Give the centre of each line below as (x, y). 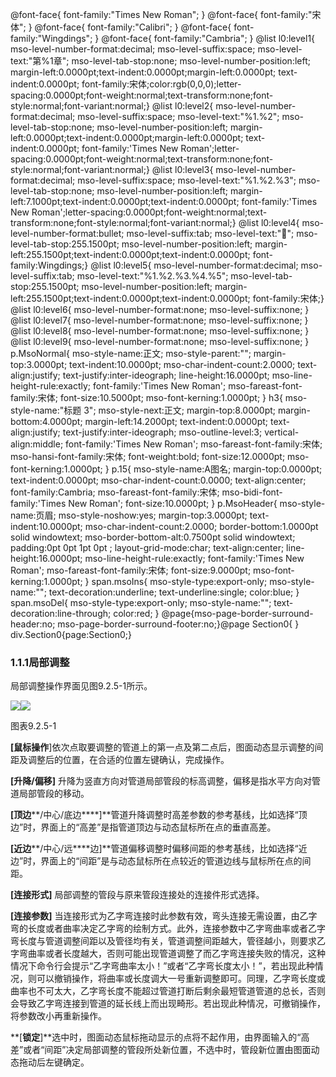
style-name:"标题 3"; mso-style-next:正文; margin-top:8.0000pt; (143, 410)
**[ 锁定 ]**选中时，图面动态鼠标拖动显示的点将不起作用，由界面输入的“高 (160, 1037)
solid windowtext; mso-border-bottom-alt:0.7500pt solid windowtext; (153, 537)
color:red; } (136, 613)
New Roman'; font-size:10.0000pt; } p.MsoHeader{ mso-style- (197, 503)
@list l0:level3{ (182, 169)
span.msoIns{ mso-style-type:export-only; (179, 581)
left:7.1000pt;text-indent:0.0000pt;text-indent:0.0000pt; (125, 201)
